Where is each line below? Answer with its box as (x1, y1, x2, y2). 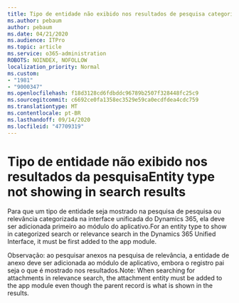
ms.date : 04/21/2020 (7, 30, 69, 38)
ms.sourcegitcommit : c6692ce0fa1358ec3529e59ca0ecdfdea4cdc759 (7, 97, 199, 104)
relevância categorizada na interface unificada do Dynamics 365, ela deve (7, 215, 225, 223)
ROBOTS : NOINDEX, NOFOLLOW (7, 57, 87, 64)
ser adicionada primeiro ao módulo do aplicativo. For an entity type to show (7, 222, 227, 231)
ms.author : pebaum (7, 17, 62, 24)
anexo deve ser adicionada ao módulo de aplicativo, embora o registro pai (7, 259, 225, 267)
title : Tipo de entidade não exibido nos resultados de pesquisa (7, 10, 205, 18)
